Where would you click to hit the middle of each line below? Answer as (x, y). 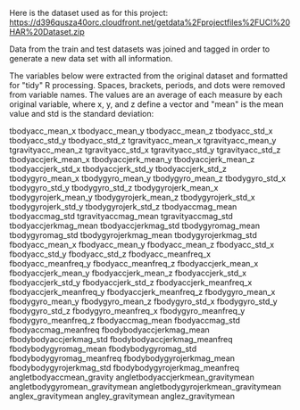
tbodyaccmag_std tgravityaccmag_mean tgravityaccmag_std (121, 216)
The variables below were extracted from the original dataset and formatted (149, 76)
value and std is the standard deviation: (82, 114)
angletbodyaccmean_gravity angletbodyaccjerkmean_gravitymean (132, 377)
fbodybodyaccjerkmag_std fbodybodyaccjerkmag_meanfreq (121, 339)
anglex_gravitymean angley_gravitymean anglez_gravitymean (122, 396)
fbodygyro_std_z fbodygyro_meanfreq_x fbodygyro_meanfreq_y (127, 311)
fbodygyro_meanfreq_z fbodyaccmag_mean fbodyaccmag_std (125, 320)
